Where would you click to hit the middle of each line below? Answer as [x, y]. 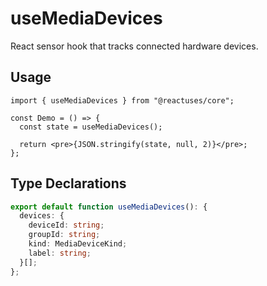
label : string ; [60, 253]
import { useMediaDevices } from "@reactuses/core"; [122, 100]
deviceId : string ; [66, 225]
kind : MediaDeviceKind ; [78, 244]
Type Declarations [68, 183]
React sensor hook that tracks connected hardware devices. [134, 46]
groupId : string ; [64, 235]
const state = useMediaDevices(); [91, 127]
